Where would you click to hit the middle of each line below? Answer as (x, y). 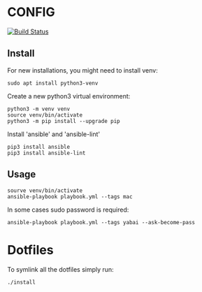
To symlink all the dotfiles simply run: (60, 269)
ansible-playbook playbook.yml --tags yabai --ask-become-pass (101, 222)
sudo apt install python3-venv (53, 83)
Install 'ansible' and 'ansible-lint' (53, 134)
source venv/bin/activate (45, 115)
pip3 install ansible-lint (46, 153)
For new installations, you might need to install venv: (83, 70)
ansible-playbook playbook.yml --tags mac (70, 196)
